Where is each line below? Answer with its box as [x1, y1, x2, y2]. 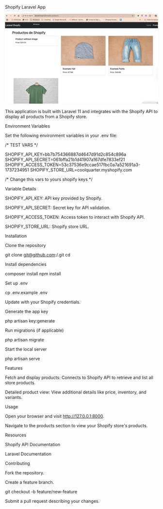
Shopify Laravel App [5, 4, 46, 10]
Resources [5, 432, 27, 438]
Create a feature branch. [5, 479, 54, 485]
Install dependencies [5, 261, 47, 267]
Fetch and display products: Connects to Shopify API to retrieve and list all [5, 375, 154, 380]
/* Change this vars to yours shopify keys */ [5, 176, 93, 182]
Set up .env [5, 280, 28, 286]
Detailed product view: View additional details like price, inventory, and [5, 389, 147, 395]
